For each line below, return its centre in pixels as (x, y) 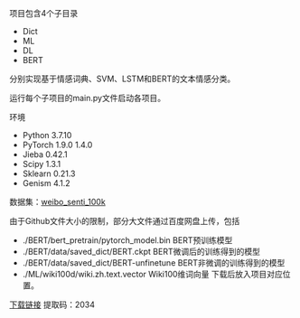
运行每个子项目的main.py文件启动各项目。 (87, 98)
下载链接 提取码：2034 (52, 304)
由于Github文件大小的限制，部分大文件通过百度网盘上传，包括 (125, 221)
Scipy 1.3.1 (42, 164)
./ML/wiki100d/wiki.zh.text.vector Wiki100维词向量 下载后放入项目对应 (152, 274)
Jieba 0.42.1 (45, 154)
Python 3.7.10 (47, 135)
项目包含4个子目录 (44, 13)
